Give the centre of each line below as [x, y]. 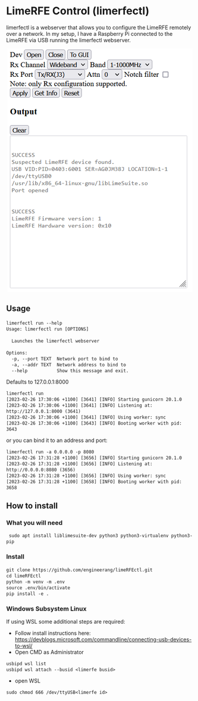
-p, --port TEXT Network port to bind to [65, 359]
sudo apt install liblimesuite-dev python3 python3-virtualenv [89, 536]
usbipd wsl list [26, 664]
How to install [32, 506]
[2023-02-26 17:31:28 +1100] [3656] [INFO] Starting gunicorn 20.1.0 [94, 458]
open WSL [27, 681]
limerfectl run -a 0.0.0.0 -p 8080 [50, 452]
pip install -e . [28, 594]
